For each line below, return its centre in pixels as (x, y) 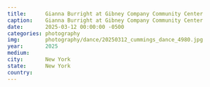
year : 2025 (33, 46)
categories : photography (44, 33)
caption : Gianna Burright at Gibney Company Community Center (105, 20)
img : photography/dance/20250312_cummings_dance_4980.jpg (105, 40)
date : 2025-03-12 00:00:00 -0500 (66, 27)
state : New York (39, 66)
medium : (19, 53)
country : (20, 72)
